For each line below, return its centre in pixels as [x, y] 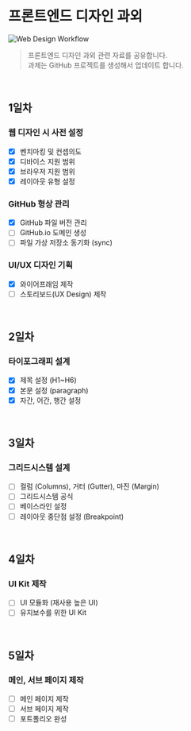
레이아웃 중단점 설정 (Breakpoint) [72, 516]
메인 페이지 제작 [44, 699]
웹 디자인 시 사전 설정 [46, 133]
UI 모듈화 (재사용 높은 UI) [59, 603]
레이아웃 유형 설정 [47, 181]
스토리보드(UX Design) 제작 [63, 294]
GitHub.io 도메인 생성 [53, 233]
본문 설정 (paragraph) [54, 390]
